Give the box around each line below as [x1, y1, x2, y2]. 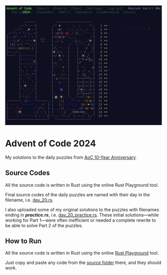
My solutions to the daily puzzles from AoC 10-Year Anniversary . [5, 154, 137, 160]
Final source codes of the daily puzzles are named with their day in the [5, 191, 150, 197]
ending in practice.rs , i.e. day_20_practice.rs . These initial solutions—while [5, 212, 159, 218]
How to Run [5, 237, 42, 246]
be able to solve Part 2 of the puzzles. [5, 222, 83, 228]
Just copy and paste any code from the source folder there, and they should [5, 260, 162, 266]
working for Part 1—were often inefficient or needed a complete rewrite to [5, 217, 156, 223]
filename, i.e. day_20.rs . [5, 197, 54, 203]
